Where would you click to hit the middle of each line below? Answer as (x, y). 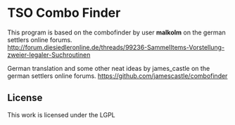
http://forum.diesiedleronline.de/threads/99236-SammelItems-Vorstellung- (116, 47)
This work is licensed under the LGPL (62, 114)
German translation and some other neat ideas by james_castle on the (109, 68)
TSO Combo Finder (64, 13)
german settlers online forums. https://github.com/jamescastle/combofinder (118, 76)
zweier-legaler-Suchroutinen (49, 55)
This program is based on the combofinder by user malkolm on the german (117, 32)
